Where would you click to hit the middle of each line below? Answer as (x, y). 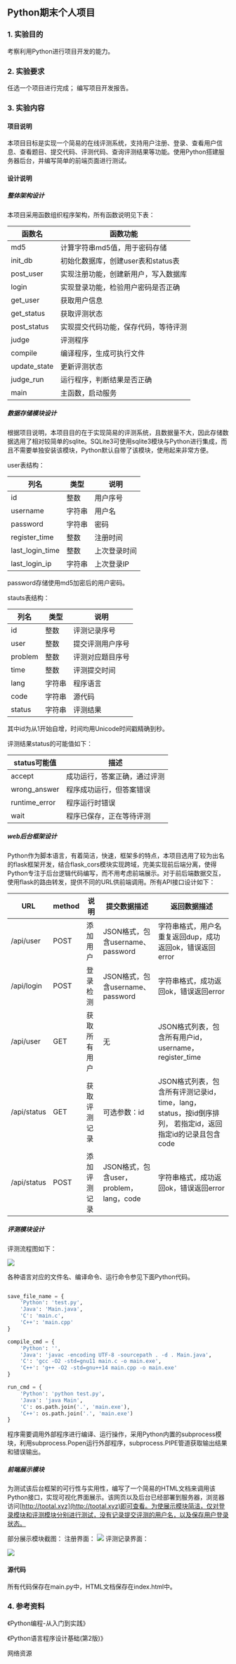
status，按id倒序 (185, 1113)
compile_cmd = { (31, 1342)
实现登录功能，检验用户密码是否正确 (120, 287)
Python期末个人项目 (51, 13)
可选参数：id (124, 1112)
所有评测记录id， (193, 1091)
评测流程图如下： (32, 1248)
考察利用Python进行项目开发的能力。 (61, 51)
